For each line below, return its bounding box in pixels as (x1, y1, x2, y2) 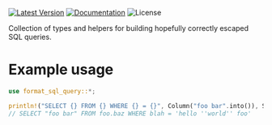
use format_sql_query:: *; (8, 87, 96, 95)
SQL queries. (8, 32, 52, 41)
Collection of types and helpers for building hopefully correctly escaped (8, 24, 249, 32)
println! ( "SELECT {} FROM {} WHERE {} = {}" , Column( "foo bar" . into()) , (8, 101, 259, 110)
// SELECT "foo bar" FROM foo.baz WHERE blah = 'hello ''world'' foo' (8, 110, 252, 118)
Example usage (8, 61, 114, 79)
